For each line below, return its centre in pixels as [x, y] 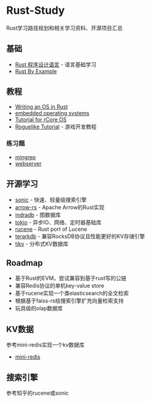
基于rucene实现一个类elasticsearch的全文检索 [72, 294]
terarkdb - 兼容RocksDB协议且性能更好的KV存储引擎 [80, 236]
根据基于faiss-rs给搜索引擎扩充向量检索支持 [69, 301]
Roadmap [25, 263]
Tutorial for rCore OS [41, 119]
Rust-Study [35, 11]
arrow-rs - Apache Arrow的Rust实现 [60, 207]
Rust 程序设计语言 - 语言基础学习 [56, 64]
